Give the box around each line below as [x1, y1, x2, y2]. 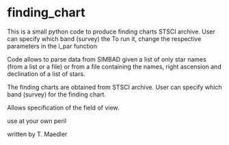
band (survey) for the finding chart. [7, 90, 107, 98]
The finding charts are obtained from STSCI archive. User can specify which [7, 83, 222, 91]
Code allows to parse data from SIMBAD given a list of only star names [7, 55, 206, 63]
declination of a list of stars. [7, 70, 85, 78]
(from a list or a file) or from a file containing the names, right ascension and [7, 62, 221, 70]
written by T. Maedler [7, 130, 68, 138]
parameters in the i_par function [7, 42, 98, 50]
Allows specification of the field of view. [7, 103, 120, 111]
